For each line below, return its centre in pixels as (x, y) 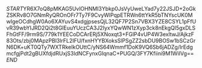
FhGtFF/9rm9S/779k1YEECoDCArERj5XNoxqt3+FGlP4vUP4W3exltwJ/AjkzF (100, 34)
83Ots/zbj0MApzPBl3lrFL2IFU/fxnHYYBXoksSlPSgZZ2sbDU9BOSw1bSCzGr (101, 41)
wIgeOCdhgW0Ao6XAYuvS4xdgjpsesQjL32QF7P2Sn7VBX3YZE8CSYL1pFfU (101, 21)
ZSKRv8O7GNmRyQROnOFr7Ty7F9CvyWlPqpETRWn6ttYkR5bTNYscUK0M (99, 15)
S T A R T (15, 9)
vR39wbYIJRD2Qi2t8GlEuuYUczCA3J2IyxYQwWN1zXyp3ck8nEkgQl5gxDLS (101, 28)
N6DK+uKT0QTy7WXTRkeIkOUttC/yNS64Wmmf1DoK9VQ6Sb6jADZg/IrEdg (99, 47)
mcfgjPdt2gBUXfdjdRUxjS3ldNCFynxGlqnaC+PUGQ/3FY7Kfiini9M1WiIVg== (100, 53)
